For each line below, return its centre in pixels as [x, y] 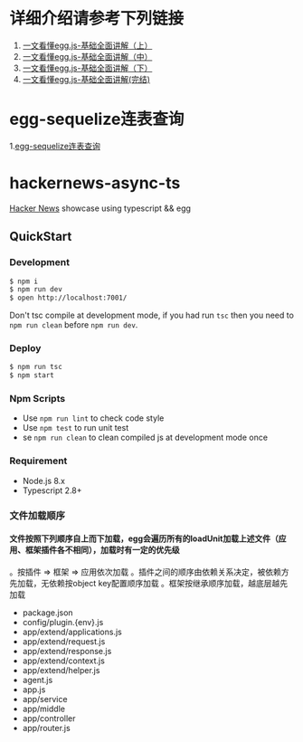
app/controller [49, 718]
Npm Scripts [38, 399]
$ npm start [32, 376]
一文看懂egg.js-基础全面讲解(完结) [86, 79]
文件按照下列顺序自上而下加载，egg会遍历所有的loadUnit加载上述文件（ [144, 538]
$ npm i [24, 281]
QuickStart [41, 237]
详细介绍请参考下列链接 [97, 19]
